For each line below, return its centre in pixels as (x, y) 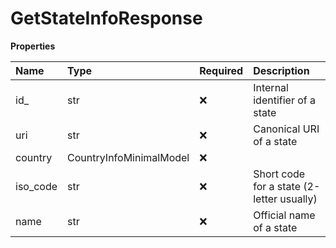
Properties (33, 46)
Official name (284, 215)
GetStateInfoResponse (106, 18)
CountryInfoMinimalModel (128, 157)
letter (265, 199)
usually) (298, 199)
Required (221, 70)
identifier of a (285, 100)
